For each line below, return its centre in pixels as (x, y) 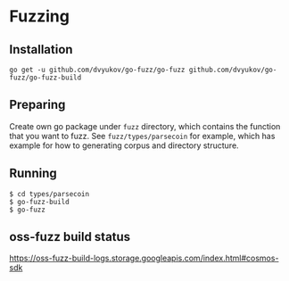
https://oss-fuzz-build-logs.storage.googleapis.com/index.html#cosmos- (144, 258)
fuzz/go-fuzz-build (45, 78)
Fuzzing (39, 17)
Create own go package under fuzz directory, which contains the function (145, 126)
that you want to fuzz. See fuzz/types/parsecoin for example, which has (142, 136)
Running (33, 174)
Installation (41, 50)
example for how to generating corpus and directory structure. (124, 145)
